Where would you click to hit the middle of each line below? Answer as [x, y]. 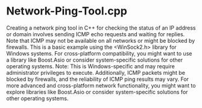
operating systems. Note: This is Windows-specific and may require [90, 66]
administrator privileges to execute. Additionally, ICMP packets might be [96, 72]
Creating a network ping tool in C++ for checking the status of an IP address [101, 28]
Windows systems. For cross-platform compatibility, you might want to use [99, 53]
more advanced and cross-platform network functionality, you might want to [101, 85]
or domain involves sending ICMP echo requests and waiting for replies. [96, 34]
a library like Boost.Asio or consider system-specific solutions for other [94, 60]
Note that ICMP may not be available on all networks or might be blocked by [101, 40]
